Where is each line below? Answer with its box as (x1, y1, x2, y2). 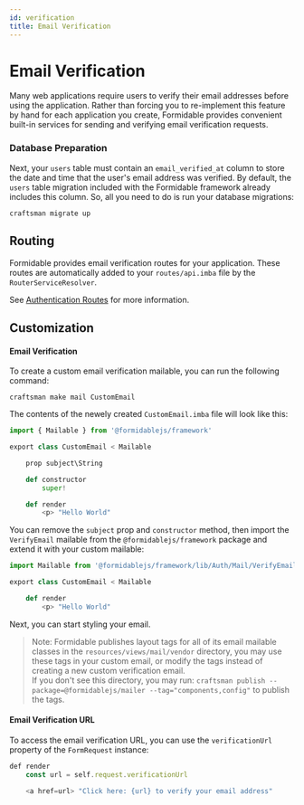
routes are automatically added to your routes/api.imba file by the (9, 267, 256, 278)
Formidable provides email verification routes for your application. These (9, 257, 280, 268)
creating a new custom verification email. (31, 665, 185, 676)
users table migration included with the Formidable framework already (9, 182, 271, 193)
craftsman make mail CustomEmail (9, 393, 136, 402)
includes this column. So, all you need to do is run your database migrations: (9, 191, 294, 202)
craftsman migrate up (9, 209, 91, 218)
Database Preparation (9, 142, 108, 155)
